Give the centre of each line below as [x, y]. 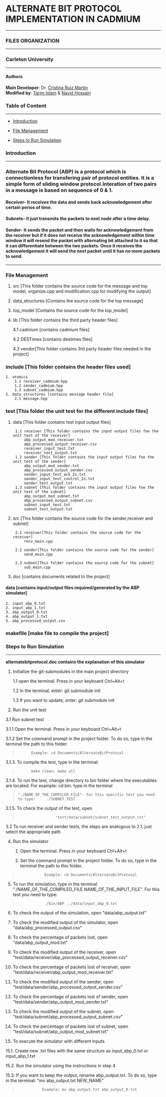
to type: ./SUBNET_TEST [46, 799]
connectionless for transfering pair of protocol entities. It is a [80, 178]
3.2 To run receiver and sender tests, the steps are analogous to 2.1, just [79, 826]
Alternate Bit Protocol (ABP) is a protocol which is [66, 172]
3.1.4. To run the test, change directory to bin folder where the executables [81, 780]
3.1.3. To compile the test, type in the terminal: [52, 762]
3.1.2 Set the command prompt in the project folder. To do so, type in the [79, 739]
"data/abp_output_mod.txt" [40, 942]
